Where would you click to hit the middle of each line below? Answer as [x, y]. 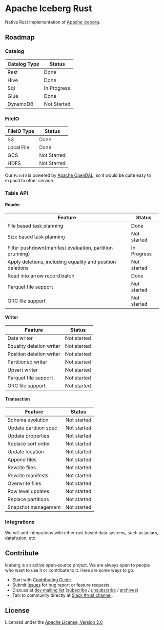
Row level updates [29, 491]
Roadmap [20, 37]
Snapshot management [34, 507]
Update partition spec [32, 428]
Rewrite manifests [28, 476]
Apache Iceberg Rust [49, 9]
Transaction [18, 399]
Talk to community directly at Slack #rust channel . [62, 595]
